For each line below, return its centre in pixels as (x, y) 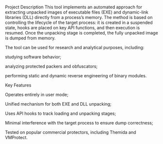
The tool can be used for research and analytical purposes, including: (75, 47)
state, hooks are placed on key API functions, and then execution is (72, 28)
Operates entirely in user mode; (37, 95)
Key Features (18, 85)
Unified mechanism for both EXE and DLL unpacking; (58, 104)
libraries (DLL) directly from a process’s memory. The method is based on (79, 17)
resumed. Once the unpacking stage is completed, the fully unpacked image (81, 33)
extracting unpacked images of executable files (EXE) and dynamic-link (77, 12)
